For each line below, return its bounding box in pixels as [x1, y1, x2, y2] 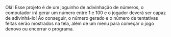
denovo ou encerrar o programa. [5, 26, 74, 32]
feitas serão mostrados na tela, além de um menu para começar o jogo [5, 20, 154, 26]
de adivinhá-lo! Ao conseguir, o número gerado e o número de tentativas [5, 15, 158, 21]
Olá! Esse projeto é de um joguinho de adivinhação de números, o [5, 5, 144, 10]
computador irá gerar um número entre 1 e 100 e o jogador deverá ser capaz [5, 10, 166, 16]
